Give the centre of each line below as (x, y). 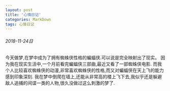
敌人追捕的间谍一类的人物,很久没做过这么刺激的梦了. (60, 83)
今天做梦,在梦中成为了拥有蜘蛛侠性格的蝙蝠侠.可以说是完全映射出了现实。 (82, 58)
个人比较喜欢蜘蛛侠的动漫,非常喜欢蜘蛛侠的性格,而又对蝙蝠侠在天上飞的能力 (85, 70)
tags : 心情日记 (20, 24)
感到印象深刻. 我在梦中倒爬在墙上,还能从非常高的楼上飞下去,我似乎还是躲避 (84, 77)
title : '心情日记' (23, 15)
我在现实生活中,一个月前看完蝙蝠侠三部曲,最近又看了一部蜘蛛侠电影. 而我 (86, 64)
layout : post (19, 10)
